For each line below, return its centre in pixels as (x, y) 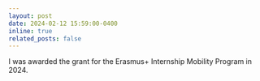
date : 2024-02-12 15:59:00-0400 (63, 23)
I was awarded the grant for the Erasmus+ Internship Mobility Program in (130, 62)
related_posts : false (45, 38)
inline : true (30, 31)
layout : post (30, 16)
